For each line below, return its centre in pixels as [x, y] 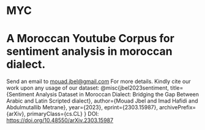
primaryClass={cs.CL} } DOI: [63, 114]
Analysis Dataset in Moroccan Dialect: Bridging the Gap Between [117, 95]
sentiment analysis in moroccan [89, 52]
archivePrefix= [177, 107]
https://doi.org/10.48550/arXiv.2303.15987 [60, 120]
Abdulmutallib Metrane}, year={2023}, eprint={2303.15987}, [82, 107]
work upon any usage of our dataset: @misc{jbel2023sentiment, [88, 88]
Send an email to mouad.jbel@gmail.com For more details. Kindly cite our [99, 81]
